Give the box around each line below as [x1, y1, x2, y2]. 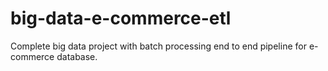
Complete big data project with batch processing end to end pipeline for [10, 40, 307, 52]
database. [56, 50, 98, 62]
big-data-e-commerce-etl [10, 7, 232, 30]
